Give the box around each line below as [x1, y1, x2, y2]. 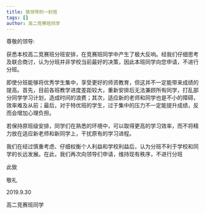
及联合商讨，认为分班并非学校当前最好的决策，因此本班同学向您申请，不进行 [6, 59, 199, 66]
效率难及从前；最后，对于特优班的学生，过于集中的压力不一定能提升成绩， [6, 102, 193, 109]
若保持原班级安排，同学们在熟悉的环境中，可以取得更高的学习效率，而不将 [6, 123, 193, 130]
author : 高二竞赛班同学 [6, 20, 60, 26]
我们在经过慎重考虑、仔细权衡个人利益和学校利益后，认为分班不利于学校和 [6, 143, 193, 150]
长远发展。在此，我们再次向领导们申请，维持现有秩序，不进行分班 [16, 151, 183, 158]
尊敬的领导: [6, 38, 35, 45]
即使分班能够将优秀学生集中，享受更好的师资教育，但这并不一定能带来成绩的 [6, 79, 199, 86]
